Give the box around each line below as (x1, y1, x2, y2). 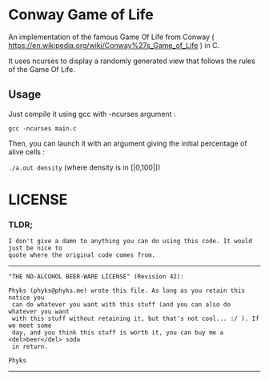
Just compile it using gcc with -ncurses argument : (8, 109, 176, 118)
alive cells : (8, 146, 46, 157)
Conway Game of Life (8, 6, 155, 24)
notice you (8, 294, 45, 302)
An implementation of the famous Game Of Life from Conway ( (8, 32, 215, 42)
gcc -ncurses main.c (8, 124, 78, 133)
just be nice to (8, 244, 62, 253)
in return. (11, 342, 48, 351)
